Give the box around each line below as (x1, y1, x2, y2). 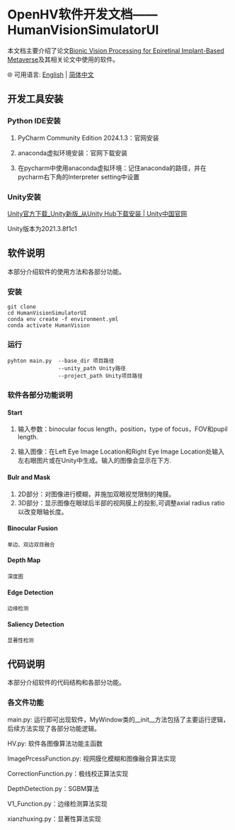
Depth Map (7, 556, 41, 564)
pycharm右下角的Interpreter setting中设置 (17, 172, 140, 181)
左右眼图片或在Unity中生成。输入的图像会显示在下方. (17, 456, 172, 465)
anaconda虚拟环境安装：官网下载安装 (17, 148, 127, 157)
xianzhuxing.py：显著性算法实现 (7, 814, 101, 823)
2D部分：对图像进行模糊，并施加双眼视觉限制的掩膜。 (17, 490, 176, 498)
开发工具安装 (7, 93, 64, 105)
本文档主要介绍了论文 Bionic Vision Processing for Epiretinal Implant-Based (7, 46, 224, 55)
